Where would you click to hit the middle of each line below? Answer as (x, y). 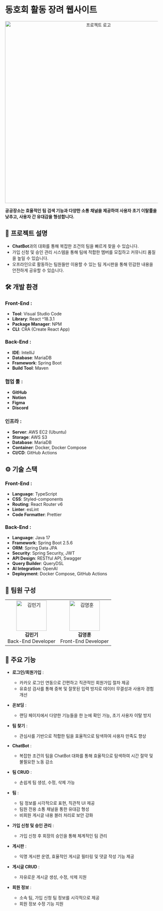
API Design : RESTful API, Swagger (47, 558)
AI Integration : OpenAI (35, 569)
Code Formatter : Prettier (37, 514)
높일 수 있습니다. (33, 258)
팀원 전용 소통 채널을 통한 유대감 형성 (54, 809)
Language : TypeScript (34, 494)
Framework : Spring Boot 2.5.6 (42, 543)
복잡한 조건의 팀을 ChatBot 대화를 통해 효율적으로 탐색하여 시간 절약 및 (86, 756)
